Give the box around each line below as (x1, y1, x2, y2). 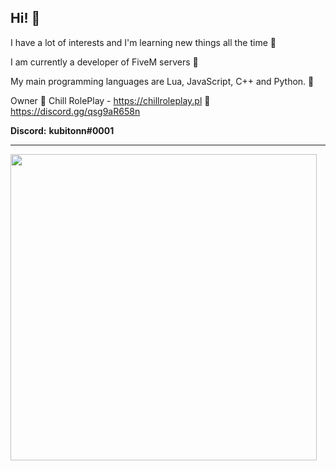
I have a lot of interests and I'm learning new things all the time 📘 (10, 36, 277, 48)
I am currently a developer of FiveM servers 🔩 (10, 56, 199, 68)
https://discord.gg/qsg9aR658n (10, 105, 141, 117)
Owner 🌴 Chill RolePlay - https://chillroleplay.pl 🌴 (10, 94, 211, 106)
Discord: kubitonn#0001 (10, 124, 115, 136)
